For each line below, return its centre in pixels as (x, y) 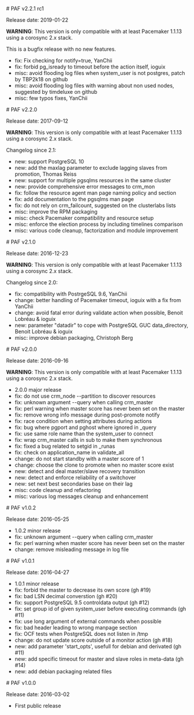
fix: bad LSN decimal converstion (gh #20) (66, 596)
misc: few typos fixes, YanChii (51, 98)
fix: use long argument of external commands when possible (88, 621)
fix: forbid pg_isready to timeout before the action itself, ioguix (90, 67)
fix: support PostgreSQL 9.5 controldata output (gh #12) (82, 602)
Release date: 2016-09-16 (37, 360)
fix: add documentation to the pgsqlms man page (74, 199)
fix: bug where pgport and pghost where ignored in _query (86, 427)
